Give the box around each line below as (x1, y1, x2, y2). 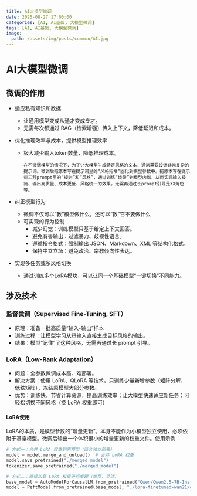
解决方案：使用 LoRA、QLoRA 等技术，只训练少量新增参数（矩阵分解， (14, 376, 186, 384)
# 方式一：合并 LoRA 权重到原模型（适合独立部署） (6, 447, 115, 453)
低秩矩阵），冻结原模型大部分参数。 (14, 384, 100, 391)
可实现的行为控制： (23, 218, 70, 225)
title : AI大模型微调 (6, 8, 52, 15)
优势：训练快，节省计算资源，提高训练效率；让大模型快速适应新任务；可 (14, 391, 189, 399)
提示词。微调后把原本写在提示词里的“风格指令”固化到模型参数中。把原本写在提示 (23, 168, 191, 174)
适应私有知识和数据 (14, 105, 62, 111)
